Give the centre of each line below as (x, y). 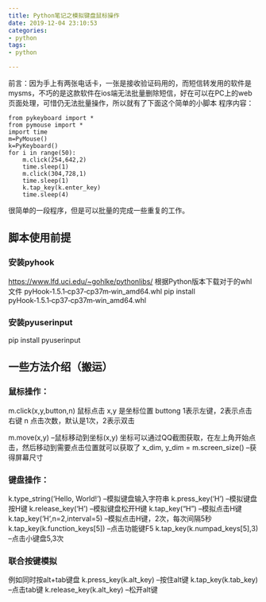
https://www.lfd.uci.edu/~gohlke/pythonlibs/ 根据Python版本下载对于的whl (130, 281)
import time (28, 132)
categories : (28, 30)
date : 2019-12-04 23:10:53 (53, 23)
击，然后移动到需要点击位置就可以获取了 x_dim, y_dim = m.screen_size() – (129, 447)
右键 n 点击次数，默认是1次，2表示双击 (71, 420)
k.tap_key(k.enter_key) (62, 188)
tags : (17, 45)
